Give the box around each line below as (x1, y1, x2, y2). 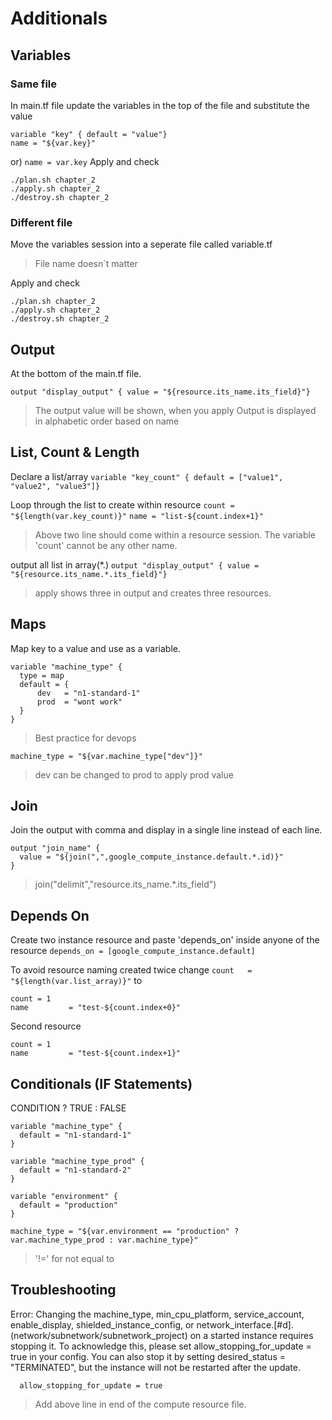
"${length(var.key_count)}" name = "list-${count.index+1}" (10, 511, 264, 521)
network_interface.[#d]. (196, 1318, 294, 1331)
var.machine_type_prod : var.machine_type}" (10, 1235, 199, 1246)
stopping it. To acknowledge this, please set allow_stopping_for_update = (10, 1340, 312, 1352)
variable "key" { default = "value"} (10, 129, 168, 139)
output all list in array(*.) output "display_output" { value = (10, 558, 260, 571)
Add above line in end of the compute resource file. (34, 1398, 247, 1410)
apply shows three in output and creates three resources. (34, 587, 272, 599)
